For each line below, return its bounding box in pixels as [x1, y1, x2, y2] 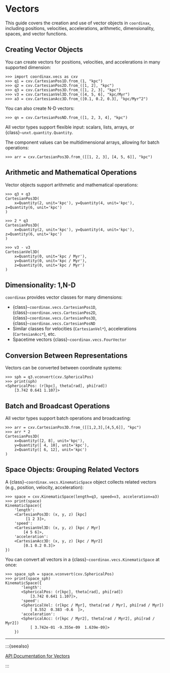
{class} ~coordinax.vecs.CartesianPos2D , [12, 309, 97, 315]
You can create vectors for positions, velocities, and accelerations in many [5, 59, 160, 65]
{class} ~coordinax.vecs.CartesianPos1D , [12, 304, 97, 310]
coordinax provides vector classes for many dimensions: [5, 294, 123, 300]
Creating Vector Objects [5, 45, 83, 54]
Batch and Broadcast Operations [5, 402, 110, 410]
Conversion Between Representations [5, 351, 128, 360]
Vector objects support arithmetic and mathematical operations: [5, 181, 139, 188]
